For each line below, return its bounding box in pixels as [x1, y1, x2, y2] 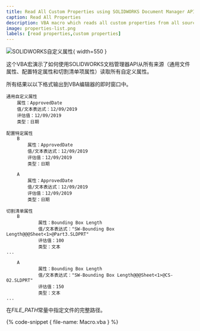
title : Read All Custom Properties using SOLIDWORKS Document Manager [6, 8, 185, 15]
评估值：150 [37, 284, 64, 290]
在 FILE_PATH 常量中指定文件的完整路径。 [6, 307, 106, 314]
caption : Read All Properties [6, 14, 82, 20]
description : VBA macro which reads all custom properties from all [6, 20, 180, 26]
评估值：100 [37, 238, 64, 244]
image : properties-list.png [6, 25, 76, 32]
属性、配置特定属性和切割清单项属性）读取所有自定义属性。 [6, 68, 152, 75]
